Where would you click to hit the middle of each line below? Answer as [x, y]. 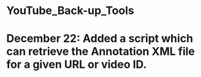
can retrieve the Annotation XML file [100, 52]
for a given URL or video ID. [77, 64]
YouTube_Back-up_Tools [70, 11]
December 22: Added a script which [100, 39]
